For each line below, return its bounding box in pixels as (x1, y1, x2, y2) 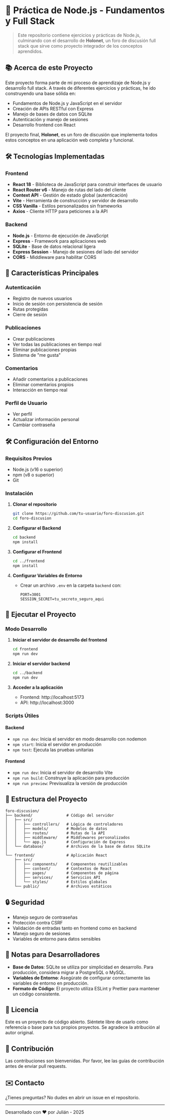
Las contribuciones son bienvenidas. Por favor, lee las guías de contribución (5, 1058, 164, 1064)
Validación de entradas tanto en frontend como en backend (12, 925, 137, 931)
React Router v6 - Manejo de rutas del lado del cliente (12, 187, 126, 193)
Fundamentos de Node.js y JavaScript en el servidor (12, 100, 122, 106)
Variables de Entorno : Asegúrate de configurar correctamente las (12, 975, 151, 981)
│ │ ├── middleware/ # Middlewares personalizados (5, 835, 130, 840)
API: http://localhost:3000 (20, 699, 74, 705)
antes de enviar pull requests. (5, 1063, 67, 1069)
